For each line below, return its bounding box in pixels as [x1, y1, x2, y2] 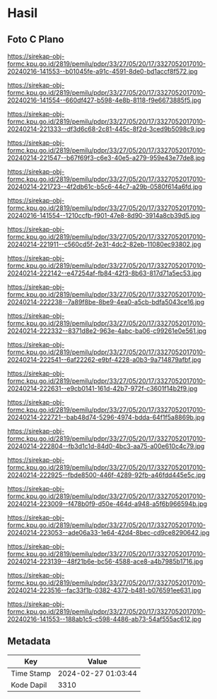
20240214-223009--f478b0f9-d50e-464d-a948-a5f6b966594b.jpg [7, 500, 207, 508]
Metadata [7, 635, 51, 647]
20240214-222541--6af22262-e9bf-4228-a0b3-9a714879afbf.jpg [7, 356, 201, 363]
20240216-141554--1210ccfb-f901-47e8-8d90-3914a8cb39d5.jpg [7, 211, 200, 219]
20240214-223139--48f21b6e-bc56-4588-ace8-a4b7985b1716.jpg [7, 557, 204, 566]
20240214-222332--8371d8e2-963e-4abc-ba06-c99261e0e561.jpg [7, 326, 207, 335]
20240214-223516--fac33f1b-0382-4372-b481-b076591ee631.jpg [7, 586, 201, 594]
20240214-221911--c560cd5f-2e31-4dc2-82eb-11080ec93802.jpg [7, 240, 201, 248]
